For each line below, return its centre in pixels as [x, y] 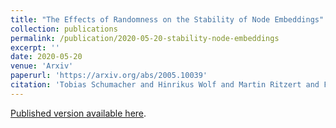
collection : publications [64, 29]
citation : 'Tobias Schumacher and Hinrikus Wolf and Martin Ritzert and [165, 85]
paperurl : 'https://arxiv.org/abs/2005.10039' [109, 76]
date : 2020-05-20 [46, 57]
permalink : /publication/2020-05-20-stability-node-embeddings [145, 38]
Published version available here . [78, 113]
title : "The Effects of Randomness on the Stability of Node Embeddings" [167, 19]
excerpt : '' [35, 47]
